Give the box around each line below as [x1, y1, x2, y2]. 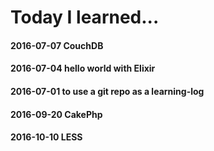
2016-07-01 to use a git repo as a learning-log [10, 85, 205, 97]
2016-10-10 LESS [10, 131, 83, 143]
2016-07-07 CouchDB [10, 39, 104, 51]
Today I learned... [10, 6, 160, 29]
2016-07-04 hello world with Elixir [10, 62, 156, 75]
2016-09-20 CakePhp [10, 108, 103, 120]
